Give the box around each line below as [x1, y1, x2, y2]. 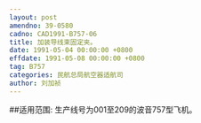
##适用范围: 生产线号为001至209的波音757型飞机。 [9, 104, 197, 115]
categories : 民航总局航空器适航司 [9, 71, 124, 80]
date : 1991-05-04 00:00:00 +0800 [9, 46, 133, 55]
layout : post [9, 12, 58, 22]
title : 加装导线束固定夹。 [9, 37, 98, 47]
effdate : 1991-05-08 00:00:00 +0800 [9, 54, 145, 63]
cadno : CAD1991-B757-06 [9, 29, 98, 38]
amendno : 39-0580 [9, 21, 74, 30]
